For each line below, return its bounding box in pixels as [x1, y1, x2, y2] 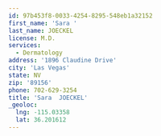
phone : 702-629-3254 [8, 86, 78, 94]
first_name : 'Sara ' [8, 19, 78, 27]
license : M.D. [8, 34, 56, 42]
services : [8, 42, 42, 50]
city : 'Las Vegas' [8, 64, 70, 72]
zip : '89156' [8, 78, 52, 86]
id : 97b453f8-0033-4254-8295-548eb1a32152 [8, 11, 153, 20]
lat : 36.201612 [15, 116, 67, 124]
